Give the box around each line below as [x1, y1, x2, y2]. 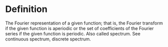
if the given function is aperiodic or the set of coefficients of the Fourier [5, 25, 154, 31]
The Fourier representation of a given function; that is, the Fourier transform [5, 20, 163, 26]
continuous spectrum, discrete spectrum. [5, 36, 91, 42]
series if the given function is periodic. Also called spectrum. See [5, 30, 141, 36]
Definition [5, 3, 48, 15]
